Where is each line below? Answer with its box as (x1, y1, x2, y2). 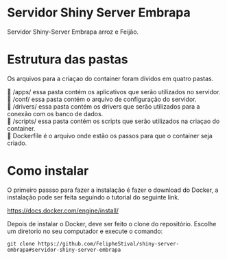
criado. (7, 139, 27, 147)
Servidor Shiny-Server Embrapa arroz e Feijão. (7, 28, 139, 36)
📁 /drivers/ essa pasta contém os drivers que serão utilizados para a (7, 102, 200, 111)
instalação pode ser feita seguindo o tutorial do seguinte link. (7, 193, 180, 201)
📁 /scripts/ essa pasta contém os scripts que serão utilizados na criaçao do (7, 117, 220, 125)
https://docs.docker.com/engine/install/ (7, 206, 119, 215)
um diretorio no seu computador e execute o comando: (7, 227, 163, 235)
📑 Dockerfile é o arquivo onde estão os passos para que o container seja (7, 131, 213, 140)
